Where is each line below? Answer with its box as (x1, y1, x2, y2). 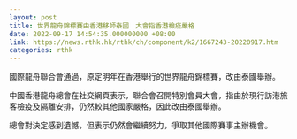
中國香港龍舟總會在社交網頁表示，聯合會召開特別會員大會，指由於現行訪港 (9, 90, 280, 101)
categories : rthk (9, 46, 73, 55)
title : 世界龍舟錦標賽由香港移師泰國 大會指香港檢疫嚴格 (9, 21, 195, 30)
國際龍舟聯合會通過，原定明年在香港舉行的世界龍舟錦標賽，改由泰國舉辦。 (9, 72, 280, 82)
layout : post (9, 12, 57, 22)
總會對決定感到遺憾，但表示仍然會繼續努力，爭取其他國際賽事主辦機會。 (9, 120, 272, 131)
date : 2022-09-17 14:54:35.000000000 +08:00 (9, 29, 176, 38)
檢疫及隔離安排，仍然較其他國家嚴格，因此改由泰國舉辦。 (16, 101, 226, 112)
